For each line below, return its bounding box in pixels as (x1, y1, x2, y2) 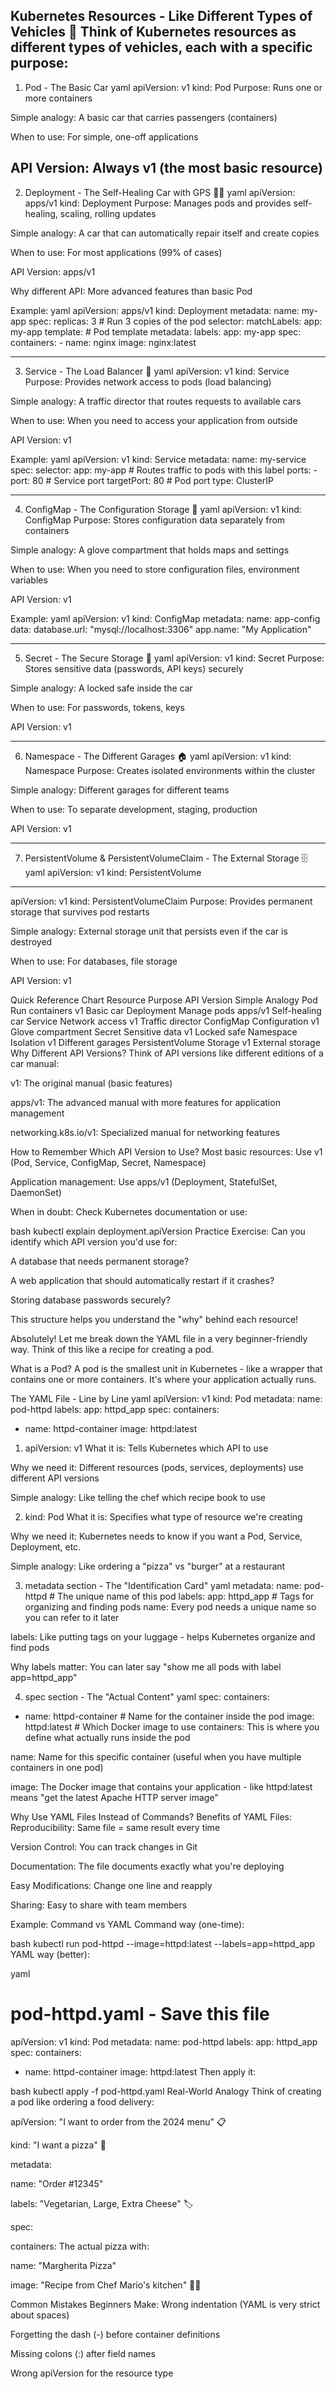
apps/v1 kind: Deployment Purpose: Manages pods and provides (24, 197, 292, 209)
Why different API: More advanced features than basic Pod (10, 285, 253, 297)
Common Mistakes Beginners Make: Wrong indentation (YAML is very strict (10, 2298, 321, 2310)
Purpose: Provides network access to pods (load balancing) (24, 375, 272, 388)
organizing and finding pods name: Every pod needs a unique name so (24, 1600, 317, 1613)
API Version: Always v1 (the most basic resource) (10, 160, 323, 177)
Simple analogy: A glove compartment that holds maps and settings (10, 544, 290, 556)
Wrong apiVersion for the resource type (10, 2367, 174, 2379)
